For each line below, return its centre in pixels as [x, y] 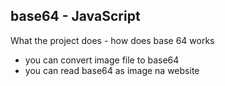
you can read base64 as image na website [112, 70]
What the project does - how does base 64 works [112, 40]
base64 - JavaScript [75, 16]
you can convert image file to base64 [102, 60]
